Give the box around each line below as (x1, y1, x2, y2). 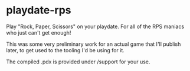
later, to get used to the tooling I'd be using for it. (6, 46, 125, 53)
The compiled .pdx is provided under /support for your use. (6, 58, 150, 65)
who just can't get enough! (6, 29, 71, 36)
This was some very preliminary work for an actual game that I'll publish (6, 40, 181, 48)
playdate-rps (6, 4, 71, 17)
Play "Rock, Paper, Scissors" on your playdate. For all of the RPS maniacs (6, 23, 185, 30)
